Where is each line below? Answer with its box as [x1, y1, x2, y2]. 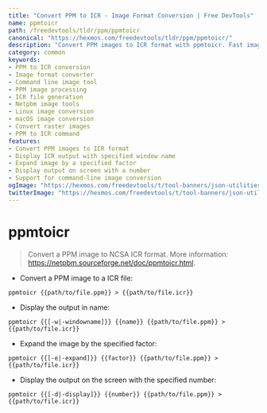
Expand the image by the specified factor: [19, 338, 157, 348]
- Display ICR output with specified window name [8, 152, 176, 160]
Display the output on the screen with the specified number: [19, 375, 217, 384]
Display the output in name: [19, 303, 110, 312]
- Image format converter [8, 71, 94, 79]
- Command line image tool [8, 78, 98, 86]
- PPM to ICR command [8, 129, 80, 137]
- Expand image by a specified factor [8, 160, 137, 168]
